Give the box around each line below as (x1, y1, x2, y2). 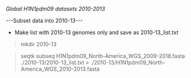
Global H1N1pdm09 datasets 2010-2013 (5, 5, 105, 12)
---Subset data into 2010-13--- (5, 17, 83, 24)
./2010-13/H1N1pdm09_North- (90, 59, 165, 66)
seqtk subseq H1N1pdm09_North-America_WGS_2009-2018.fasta (20, 52, 186, 60)
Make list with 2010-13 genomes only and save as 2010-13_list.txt (14, 29, 179, 36)
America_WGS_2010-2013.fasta (20, 65, 100, 73)
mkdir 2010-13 (20, 41, 57, 48)
